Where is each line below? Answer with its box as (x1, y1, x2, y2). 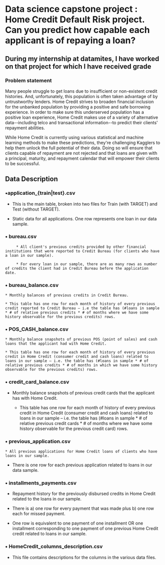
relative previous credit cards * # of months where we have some (19, 420, 153, 426)
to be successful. (5, 160, 40, 166)
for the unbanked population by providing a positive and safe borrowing (5, 104, 151, 109)
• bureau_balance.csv (5, 282, 59, 288)
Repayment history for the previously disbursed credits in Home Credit (12, 491, 156, 496)
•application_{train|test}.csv (5, 190, 75, 197)
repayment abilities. (5, 125, 45, 131)
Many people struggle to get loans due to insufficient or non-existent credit (5, 88, 158, 94)
